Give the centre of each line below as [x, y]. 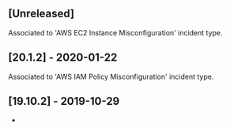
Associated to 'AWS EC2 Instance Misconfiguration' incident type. [115, 32]
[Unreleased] [41, 14]
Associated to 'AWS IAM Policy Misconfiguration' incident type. [111, 76]
